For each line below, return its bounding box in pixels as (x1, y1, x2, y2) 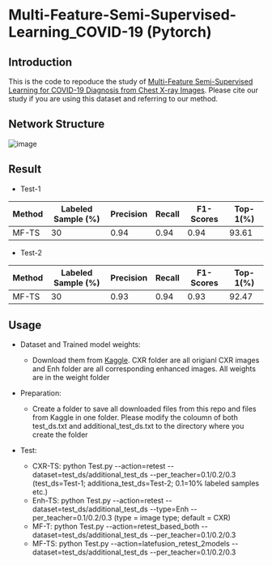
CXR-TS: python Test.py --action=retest (32, 461, 166, 471)
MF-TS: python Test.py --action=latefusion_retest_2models (32, 539, 231, 549)
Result (8, 162, 42, 176)
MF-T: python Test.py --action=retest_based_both (32, 521, 200, 532)
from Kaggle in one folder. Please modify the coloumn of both (32, 413, 239, 422)
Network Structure (8, 118, 105, 131)
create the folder (32, 430, 88, 439)
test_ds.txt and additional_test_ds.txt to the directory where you (32, 422, 244, 431)
